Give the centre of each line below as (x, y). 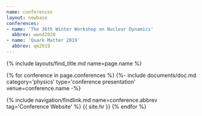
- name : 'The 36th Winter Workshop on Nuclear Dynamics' (80, 29)
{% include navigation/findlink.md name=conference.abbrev (82, 100)
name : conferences (30, 12)
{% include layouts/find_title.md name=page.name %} (74, 63)
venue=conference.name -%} (44, 88)
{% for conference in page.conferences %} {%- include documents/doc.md (101, 75)
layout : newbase (27, 18)
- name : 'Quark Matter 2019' (43, 40)
